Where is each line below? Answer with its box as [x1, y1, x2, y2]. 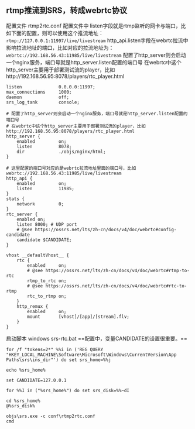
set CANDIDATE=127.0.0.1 [6, 377, 67, 383]
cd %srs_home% [6, 397, 41, 404]
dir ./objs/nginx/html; [16, 149, 107, 155]
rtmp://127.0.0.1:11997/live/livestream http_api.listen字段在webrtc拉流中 [6, 37, 189, 44]
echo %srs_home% [6, 367, 46, 373]
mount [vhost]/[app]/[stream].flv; [27, 314, 130, 320]
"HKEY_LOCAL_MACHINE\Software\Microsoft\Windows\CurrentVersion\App [6, 352, 177, 358]
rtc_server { [6, 211, 38, 217]
